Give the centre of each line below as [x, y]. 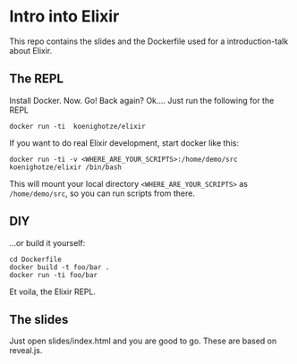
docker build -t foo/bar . [59, 267]
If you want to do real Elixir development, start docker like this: [124, 143]
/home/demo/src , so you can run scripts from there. [102, 193]
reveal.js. [26, 351]
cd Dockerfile [36, 259]
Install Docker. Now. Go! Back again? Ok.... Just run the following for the [142, 100]
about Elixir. [31, 50]
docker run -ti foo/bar [54, 275]
